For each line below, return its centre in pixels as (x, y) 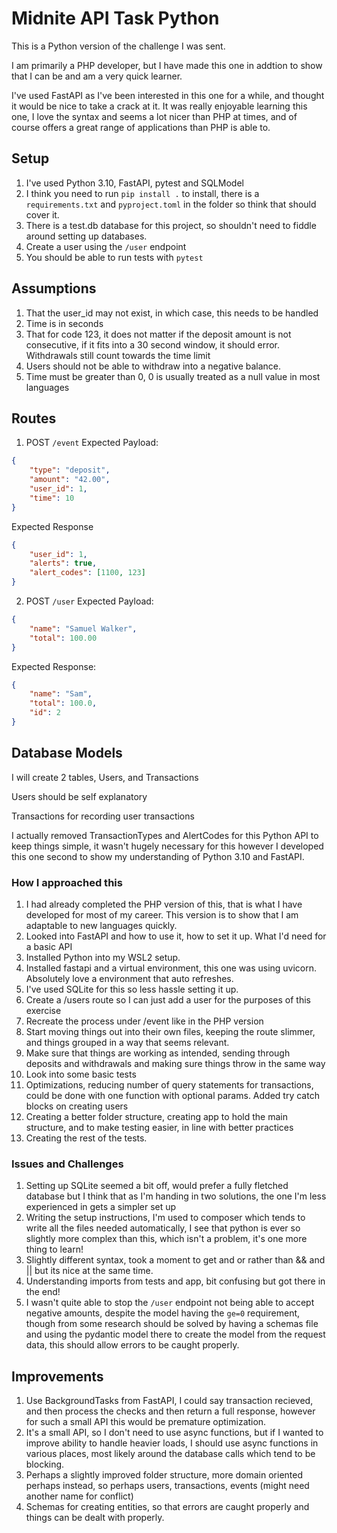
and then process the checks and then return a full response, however (170, 1411)
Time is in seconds (64, 323)
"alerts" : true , (63, 563)
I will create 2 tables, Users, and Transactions (105, 777)
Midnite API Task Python (115, 18)
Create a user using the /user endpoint (106, 246)
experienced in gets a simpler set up (101, 1207)
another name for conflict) (79, 1496)
